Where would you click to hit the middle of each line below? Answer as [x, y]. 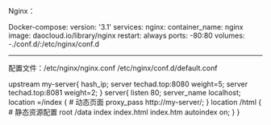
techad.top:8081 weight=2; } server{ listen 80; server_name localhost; [125, 93]
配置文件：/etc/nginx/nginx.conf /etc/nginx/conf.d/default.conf [113, 68]
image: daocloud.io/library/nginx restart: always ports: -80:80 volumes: [127, 35]
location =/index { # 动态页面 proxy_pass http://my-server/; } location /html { [135, 102]
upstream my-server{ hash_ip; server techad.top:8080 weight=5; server [128, 84]
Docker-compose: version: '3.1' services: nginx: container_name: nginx [126, 27]
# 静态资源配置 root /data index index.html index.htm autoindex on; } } [124, 112]
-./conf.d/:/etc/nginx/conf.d [54, 44]
